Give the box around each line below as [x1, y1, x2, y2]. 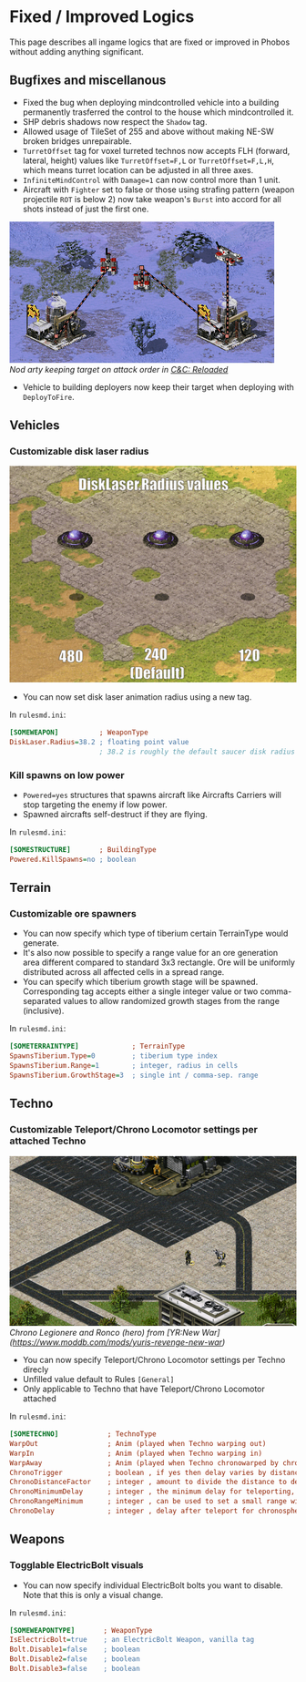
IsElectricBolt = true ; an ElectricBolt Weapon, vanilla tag [9, 1636, 255, 1645]
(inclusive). [22, 1005, 65, 1017]
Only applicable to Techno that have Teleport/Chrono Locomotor [22, 1383, 266, 1395]
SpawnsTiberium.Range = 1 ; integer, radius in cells [9, 1062, 239, 1071]
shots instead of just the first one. [22, 203, 149, 214]
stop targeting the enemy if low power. [22, 799, 168, 810]
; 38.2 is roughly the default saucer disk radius [98, 747, 296, 756]
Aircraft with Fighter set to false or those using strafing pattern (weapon [22, 184, 295, 195]
